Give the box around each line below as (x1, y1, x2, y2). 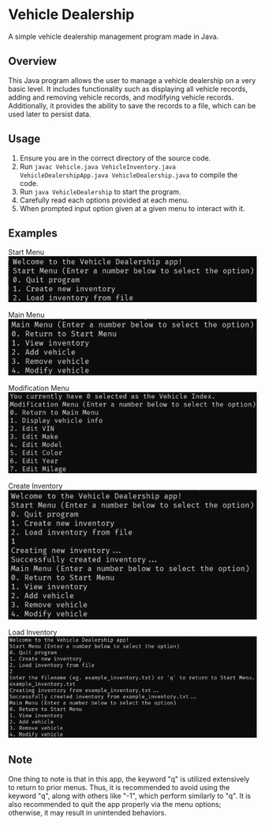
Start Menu (8, 248, 45, 257)
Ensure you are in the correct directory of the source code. (19, 153, 211, 163)
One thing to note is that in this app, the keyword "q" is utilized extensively (8, 774, 250, 784)
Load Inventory (8, 627, 58, 637)
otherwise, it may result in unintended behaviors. (8, 808, 167, 817)
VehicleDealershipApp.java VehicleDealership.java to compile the (19, 170, 238, 180)
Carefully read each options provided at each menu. (19, 195, 189, 205)
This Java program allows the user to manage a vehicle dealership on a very (8, 75, 256, 85)
